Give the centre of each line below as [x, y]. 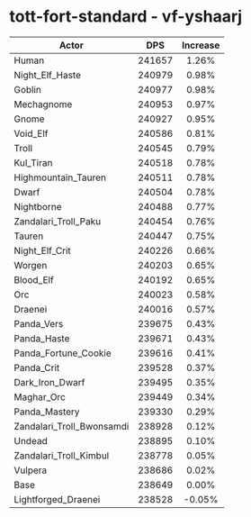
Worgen [31, 265]
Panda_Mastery [47, 412]
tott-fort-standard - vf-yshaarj [126, 17]
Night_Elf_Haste [48, 75]
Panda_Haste [42, 338]
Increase [201, 45]
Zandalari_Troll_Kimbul [62, 455]
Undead [31, 440]
